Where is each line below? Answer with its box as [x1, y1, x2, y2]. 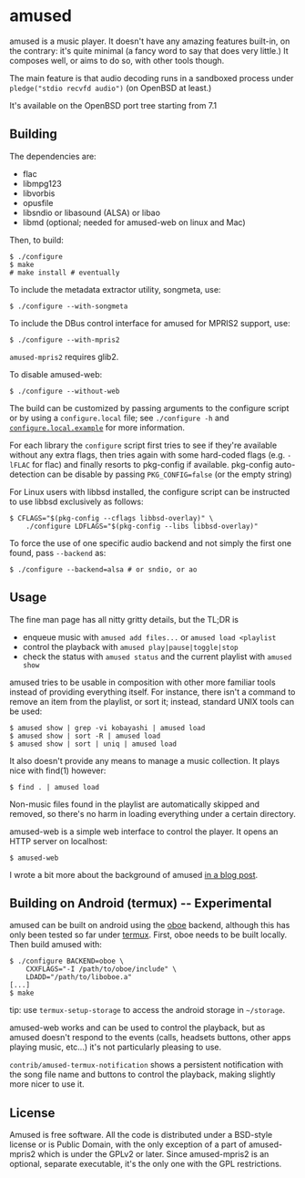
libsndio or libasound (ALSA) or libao [22, 207, 161, 218]
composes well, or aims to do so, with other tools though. [9, 55, 225, 66]
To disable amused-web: [9, 368, 103, 379]
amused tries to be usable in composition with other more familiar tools [9, 677, 276, 687]
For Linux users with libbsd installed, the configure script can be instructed [9, 486, 290, 497]
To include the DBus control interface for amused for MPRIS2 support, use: [9, 317, 290, 328]
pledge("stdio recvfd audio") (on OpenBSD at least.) [9, 82, 212, 93]
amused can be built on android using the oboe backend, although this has [9, 920, 290, 931]
